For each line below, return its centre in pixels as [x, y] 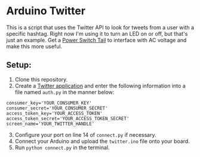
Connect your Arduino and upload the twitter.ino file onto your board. [102, 141]
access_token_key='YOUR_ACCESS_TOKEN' [54, 113]
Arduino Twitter [46, 11]
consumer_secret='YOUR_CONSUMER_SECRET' [57, 108]
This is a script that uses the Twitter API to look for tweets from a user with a [100, 27]
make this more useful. [34, 46]
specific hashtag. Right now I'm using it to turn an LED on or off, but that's [97, 33]
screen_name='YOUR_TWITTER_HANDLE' [50, 124]
